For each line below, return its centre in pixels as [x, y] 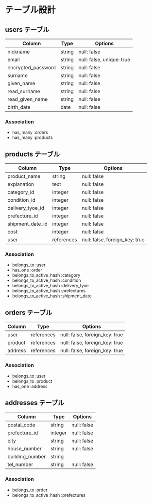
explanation [21, 184]
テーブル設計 [30, 10]
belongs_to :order [30, 490]
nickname [19, 52]
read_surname [24, 91]
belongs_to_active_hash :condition [46, 280]
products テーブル [32, 154]
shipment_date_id [27, 224]
